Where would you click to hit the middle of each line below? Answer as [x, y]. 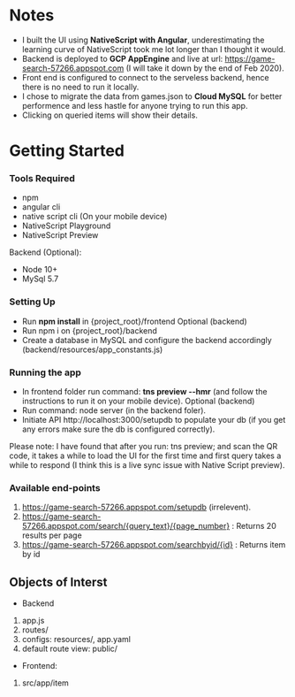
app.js [33, 621]
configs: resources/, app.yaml [76, 640]
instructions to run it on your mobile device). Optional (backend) [138, 401]
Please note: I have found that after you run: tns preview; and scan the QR [144, 447]
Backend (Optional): [45, 252]
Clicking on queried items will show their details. [110, 115]
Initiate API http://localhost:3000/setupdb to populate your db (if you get [154, 420]
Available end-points [55, 487]
